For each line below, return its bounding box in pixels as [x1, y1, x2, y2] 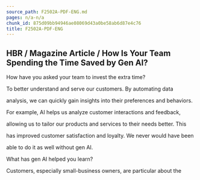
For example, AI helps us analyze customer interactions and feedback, [6, 109, 181, 116]
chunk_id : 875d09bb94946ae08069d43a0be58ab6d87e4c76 [6, 20, 142, 26]
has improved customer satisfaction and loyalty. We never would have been [6, 132, 194, 140]
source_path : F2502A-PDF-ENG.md [6, 8, 87, 15]
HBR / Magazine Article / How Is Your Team [6, 48, 171, 58]
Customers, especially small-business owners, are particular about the [6, 167, 182, 175]
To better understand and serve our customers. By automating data [6, 85, 173, 92]
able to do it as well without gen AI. [6, 144, 93, 151]
